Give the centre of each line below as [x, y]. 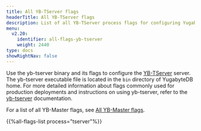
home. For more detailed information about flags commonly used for [90, 85]
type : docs [20, 51]
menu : [13, 28]
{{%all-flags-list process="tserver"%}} [54, 121]
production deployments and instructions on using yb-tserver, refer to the [97, 92]
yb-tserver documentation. [39, 98]
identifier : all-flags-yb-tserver [60, 39]
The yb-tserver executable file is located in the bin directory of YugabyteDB [100, 79]
